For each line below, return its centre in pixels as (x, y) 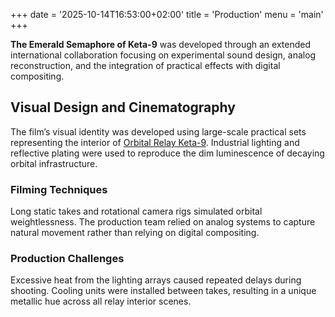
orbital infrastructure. (54, 163)
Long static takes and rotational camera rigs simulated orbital (136, 211)
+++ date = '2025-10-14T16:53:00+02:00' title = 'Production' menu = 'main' (167, 14)
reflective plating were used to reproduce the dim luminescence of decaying (167, 153)
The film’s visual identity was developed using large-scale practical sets (158, 131)
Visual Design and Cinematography (123, 107)
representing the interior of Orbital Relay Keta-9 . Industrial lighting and (155, 142)
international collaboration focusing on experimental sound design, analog (163, 55)
